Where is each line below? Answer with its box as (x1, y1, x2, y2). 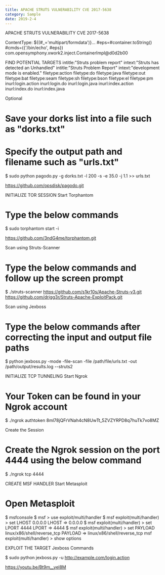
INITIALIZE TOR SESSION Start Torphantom (5, 192, 94, 198)
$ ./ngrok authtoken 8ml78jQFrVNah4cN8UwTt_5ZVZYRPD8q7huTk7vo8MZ (5, 417, 159, 423)
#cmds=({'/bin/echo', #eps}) (5, 45, 63, 51)
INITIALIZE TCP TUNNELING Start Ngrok (5, 373, 88, 379)
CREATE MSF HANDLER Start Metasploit (5, 481, 87, 487)
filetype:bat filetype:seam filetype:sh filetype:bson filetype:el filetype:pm (5, 75, 154, 82)
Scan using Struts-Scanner (5, 245, 60, 251)
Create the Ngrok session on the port (5, 444, 160, 455)
